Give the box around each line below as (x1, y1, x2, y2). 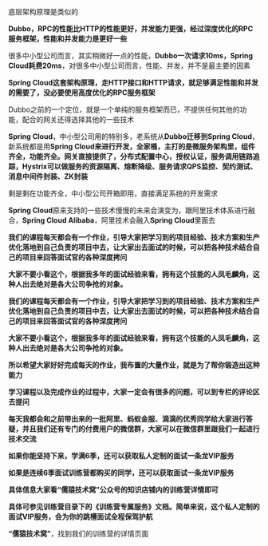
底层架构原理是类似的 (8, 7, 78, 16)
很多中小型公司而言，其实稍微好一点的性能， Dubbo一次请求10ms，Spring (8, 51, 254, 60)
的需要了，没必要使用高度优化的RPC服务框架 (8, 88, 156, 97)
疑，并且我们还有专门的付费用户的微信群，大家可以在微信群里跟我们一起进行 (8, 424, 260, 433)
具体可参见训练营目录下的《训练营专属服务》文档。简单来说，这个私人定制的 (8, 502, 260, 511)
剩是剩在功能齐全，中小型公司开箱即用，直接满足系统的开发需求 (8, 188, 218, 198)
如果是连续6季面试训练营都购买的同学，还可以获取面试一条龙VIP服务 (8, 468, 235, 477)
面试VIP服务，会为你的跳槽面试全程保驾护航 (8, 512, 153, 521)
